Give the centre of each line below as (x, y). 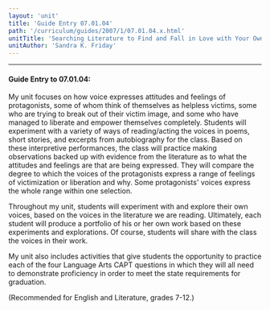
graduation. (27, 282)
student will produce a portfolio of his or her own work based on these (125, 224)
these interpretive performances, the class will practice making (112, 148)
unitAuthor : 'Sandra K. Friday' (62, 46)
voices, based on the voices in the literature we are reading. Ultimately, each (135, 215)
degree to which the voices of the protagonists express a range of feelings (132, 174)
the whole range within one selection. (70, 191)
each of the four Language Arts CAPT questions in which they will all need (131, 265)
